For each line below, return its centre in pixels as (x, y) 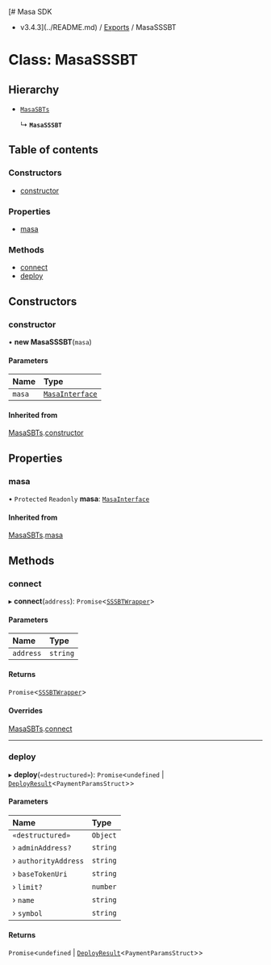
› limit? (27, 887)
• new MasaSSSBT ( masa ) (50, 341)
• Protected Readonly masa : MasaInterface (79, 499)
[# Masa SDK (30, 12)
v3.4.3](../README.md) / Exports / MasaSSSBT (98, 27)
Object (104, 835)
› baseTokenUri (40, 874)
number (104, 887)
